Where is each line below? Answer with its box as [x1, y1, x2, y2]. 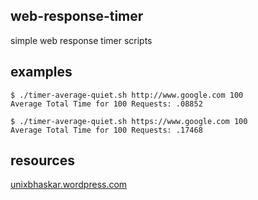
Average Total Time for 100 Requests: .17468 [10, 125, 203, 135]
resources [10, 152, 75, 169]
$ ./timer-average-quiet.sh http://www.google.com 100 [10, 90, 244, 100]
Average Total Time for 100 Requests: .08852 [10, 99, 203, 109]
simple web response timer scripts [10, 34, 153, 46]
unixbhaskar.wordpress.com [10, 179, 128, 191]
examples [10, 64, 73, 81]
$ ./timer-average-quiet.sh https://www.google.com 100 [10, 116, 248, 126]
